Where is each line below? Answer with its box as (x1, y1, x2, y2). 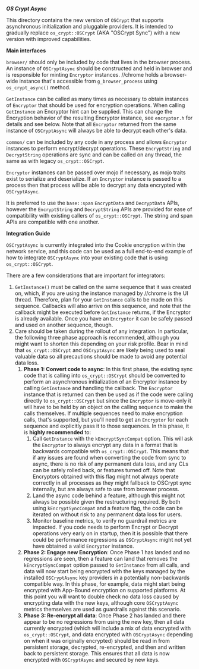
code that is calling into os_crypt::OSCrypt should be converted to (23, 372, 186, 379)
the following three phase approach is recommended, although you (14, 334, 180, 341)
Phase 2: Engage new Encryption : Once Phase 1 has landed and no (23, 549, 190, 555)
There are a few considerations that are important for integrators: (6, 272, 166, 279)
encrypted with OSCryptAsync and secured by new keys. (23, 657, 160, 663)
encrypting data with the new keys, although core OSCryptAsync (23, 599, 179, 606)
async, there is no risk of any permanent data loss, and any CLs (32, 460, 189, 467)
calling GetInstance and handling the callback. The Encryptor (23, 385, 173, 391)
